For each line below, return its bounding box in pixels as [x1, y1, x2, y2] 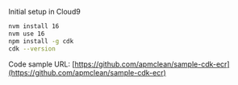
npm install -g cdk [8, 37, 74, 45]
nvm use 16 [8, 30, 45, 38]
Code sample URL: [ [8, 59, 75, 69]
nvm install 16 [8, 22, 60, 30]
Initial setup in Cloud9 [8, 7, 81, 16]
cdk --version [8, 44, 56, 53]
